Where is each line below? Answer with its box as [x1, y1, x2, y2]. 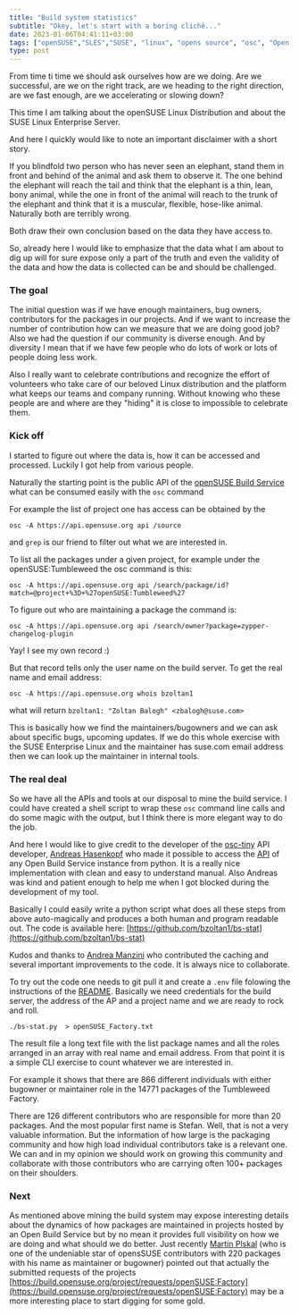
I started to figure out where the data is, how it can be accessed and [9, 450, 261, 460]
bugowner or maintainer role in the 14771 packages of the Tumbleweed [9, 1083, 270, 1095]
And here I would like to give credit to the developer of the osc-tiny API [9, 839, 270, 850]
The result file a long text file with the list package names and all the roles [9, 1038, 280, 1049]
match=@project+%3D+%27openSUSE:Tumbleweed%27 [9, 588, 186, 597]
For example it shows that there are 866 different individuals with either [9, 1075, 272, 1085]
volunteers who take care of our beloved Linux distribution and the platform [9, 379, 287, 390]
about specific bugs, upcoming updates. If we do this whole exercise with [9, 731, 280, 742]
